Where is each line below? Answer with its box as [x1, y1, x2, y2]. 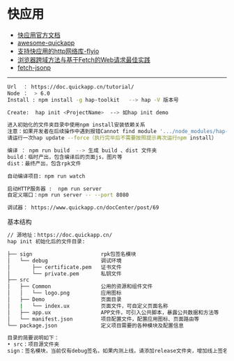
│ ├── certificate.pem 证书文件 [7, 263, 122, 270]
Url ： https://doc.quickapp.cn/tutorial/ [7, 83, 134, 91]
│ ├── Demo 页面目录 [7, 296, 122, 303]
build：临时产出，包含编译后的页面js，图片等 [7, 153, 123, 160]
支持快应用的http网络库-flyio [17, 47, 100, 55]
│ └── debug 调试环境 [7, 257, 122, 264]
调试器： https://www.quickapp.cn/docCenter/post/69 [7, 204, 159, 211]
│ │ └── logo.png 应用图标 [7, 290, 122, 297]
